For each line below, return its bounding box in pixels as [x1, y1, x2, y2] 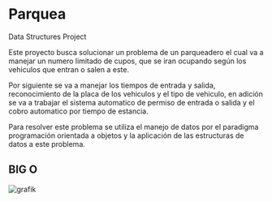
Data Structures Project [8, 32, 87, 41]
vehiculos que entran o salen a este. [8, 64, 130, 74]
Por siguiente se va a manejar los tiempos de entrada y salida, [8, 80, 216, 90]
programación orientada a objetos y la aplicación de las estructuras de [8, 131, 245, 140]
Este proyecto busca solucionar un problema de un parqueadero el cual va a [8, 47, 264, 57]
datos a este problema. [8, 139, 85, 148]
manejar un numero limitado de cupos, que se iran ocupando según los [8, 56, 247, 66]
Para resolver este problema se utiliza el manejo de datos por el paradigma [8, 122, 259, 131]
